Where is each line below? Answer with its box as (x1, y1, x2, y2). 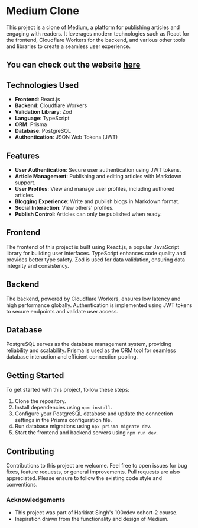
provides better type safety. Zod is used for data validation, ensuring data (6, 256, 185, 263)
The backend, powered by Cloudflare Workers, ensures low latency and (6, 295, 181, 302)
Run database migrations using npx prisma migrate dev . (14, 423, 152, 430)
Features (6, 151, 40, 161)
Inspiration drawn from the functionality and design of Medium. (14, 516, 169, 523)
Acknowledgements (6, 495, 66, 504)
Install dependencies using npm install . (14, 404, 112, 411)
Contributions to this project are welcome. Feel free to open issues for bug (6, 462, 187, 469)
